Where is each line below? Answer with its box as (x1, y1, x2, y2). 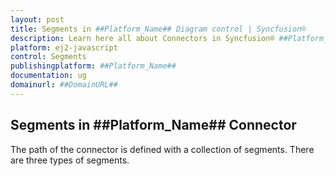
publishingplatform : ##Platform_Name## (10, 61, 177, 71)
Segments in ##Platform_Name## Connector (10, 117, 297, 134)
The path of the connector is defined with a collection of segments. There (10, 143, 315, 155)
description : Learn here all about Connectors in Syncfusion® (10, 33, 275, 43)
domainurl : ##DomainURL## (10, 80, 118, 90)
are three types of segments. (10, 154, 130, 166)
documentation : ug (10, 71, 87, 81)
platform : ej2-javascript (10, 42, 118, 53)
